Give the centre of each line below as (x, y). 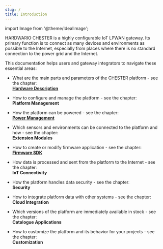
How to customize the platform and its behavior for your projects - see (83, 231)
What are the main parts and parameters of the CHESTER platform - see (85, 78)
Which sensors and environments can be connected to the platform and (85, 127)
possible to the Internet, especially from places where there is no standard (80, 48)
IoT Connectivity (29, 172)
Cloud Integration (30, 202)
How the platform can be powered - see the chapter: (65, 112)
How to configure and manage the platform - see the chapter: (74, 98)
